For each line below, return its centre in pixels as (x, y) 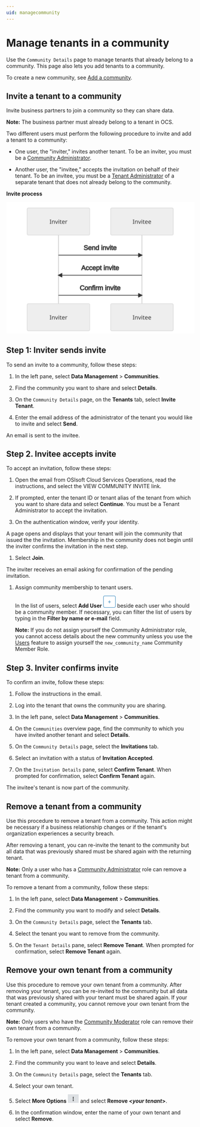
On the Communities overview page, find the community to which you (99, 728)
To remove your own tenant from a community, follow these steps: (87, 1039)
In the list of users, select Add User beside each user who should (102, 606)
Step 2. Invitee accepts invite (61, 454)
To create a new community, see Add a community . (69, 77)
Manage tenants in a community (88, 43)
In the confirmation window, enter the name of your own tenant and (98, 1112)
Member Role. (32, 649)
